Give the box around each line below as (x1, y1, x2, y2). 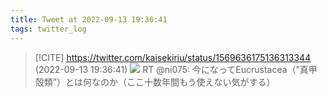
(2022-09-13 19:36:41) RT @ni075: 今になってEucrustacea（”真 (34, 63, 309, 75)
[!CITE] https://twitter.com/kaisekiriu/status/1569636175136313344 (34, 51, 312, 63)
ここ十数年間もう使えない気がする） (126, 76, 276, 88)
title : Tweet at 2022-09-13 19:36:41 (10, 14, 168, 25)
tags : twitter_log (10, 24, 87, 34)
